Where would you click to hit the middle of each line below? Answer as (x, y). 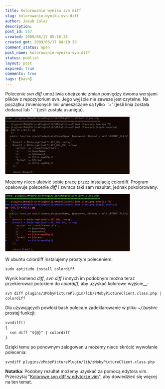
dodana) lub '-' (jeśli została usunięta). (45, 110)
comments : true (21, 74)
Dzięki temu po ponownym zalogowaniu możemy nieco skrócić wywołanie (82, 347)
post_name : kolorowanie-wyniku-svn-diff (48, 52)
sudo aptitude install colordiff (40, 269)
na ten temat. (19, 382)
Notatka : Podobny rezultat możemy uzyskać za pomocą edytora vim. (77, 371)
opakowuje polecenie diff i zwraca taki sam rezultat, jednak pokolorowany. (82, 187)
